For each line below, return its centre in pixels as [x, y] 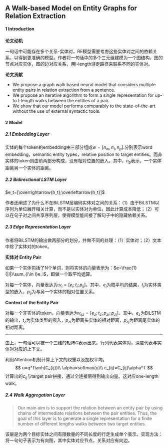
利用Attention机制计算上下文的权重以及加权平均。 [56, 359]
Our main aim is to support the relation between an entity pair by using [90, 407]
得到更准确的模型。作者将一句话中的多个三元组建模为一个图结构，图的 [90, 58]
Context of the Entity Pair [32, 303]
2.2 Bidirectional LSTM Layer [36, 179]
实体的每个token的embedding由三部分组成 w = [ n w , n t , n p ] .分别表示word [79, 148]
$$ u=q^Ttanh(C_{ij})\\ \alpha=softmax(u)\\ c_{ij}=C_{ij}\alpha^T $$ [84, 367]
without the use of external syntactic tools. [56, 111]
